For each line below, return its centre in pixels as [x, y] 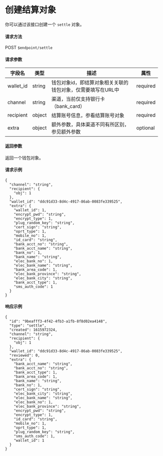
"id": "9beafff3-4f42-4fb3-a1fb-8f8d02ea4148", [58, 321]
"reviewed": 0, [25, 355]
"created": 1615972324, [33, 330]
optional [146, 128]
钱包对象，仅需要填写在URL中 [85, 90]
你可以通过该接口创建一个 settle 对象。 [45, 24]
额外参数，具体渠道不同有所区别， [90, 124]
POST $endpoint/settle [29, 48]
